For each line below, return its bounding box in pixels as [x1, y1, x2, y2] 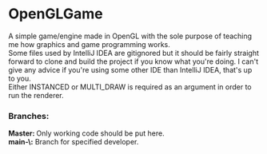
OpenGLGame [8, 5, 103, 23]
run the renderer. [8, 90, 64, 100]
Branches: [8, 110, 50, 121]
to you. [8, 73, 32, 83]
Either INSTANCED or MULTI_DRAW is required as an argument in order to [8, 81, 252, 92]
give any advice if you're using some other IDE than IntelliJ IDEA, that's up [8, 65, 253, 74]
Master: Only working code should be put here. [8, 128, 165, 138]
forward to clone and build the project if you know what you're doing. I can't [8, 57, 259, 66]
